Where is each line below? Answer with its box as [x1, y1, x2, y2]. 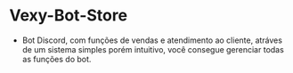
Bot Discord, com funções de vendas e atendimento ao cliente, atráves [21, 35, 283, 45]
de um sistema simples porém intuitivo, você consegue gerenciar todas [21, 44, 285, 54]
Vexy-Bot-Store [9, 5, 127, 26]
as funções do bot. [21, 53, 92, 64]
